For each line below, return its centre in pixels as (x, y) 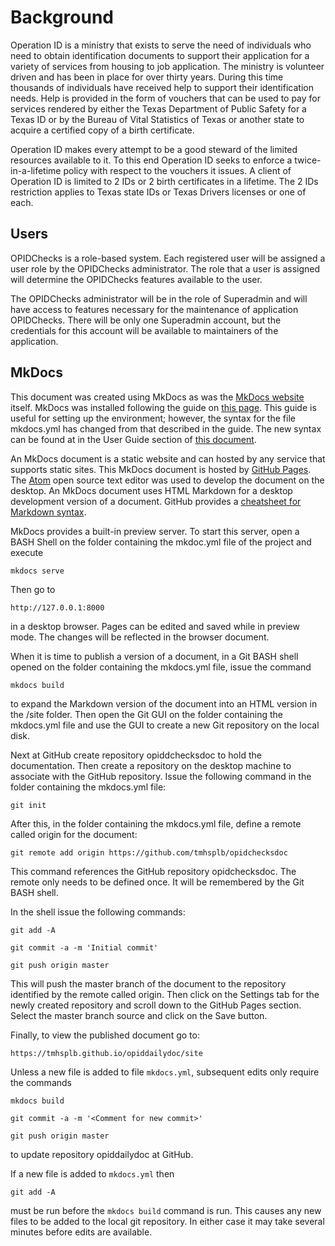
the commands (41, 1082)
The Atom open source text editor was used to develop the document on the (167, 480)
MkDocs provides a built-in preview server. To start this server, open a (155, 531)
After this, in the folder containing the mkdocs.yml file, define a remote (156, 823)
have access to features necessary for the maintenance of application (154, 309)
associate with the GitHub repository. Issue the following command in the (161, 776)
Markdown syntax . (48, 512)
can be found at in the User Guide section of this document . (133, 439)
